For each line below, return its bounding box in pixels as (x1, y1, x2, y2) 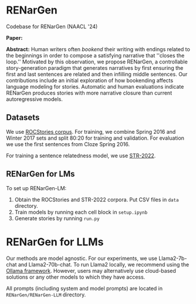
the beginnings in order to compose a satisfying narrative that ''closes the (6, 52, 185, 59)
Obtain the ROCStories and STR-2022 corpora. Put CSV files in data (14, 196, 179, 203)
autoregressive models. (6, 95, 63, 103)
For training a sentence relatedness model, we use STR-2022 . (6, 152, 156, 159)
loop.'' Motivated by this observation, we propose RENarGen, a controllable (6, 58, 188, 65)
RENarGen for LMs (6, 169, 75, 179)
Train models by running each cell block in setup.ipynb (14, 208, 148, 215)
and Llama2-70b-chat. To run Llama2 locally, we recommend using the (18, 261, 190, 268)
